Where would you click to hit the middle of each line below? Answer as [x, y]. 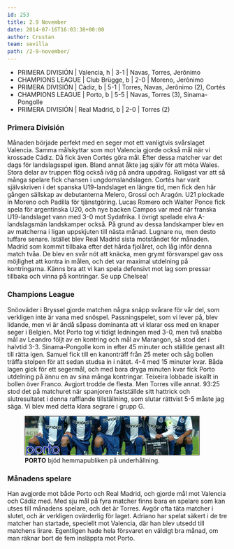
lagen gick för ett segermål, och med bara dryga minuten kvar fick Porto [111, 369]
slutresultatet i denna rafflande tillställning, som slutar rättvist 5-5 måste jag [116, 399]
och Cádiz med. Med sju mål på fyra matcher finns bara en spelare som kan [116, 501]
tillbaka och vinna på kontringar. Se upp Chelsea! [78, 277]
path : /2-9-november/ [39, 52]
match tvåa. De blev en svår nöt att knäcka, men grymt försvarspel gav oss [115, 254]
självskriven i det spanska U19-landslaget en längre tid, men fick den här [112, 187]
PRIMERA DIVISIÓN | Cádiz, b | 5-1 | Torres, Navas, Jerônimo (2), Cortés [121, 87]
